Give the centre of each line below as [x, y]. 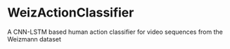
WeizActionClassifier [71, 13]
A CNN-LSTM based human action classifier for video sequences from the [115, 32]
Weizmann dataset [34, 39]
